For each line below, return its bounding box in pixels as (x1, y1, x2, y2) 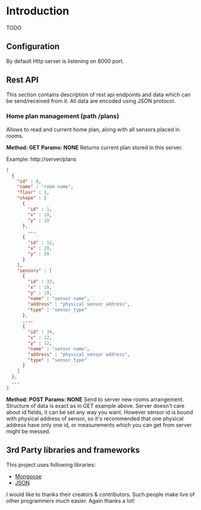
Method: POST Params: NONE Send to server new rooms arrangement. (6, 395, 184, 403)
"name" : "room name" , (17, 184, 74, 190)
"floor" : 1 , (17, 189, 50, 196)
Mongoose (14, 473, 42, 480)
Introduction (6, 4, 70, 18)
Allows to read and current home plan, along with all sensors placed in (6, 126, 180, 133)
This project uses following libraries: (6, 461, 96, 468)
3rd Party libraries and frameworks (6, 445, 140, 455)
